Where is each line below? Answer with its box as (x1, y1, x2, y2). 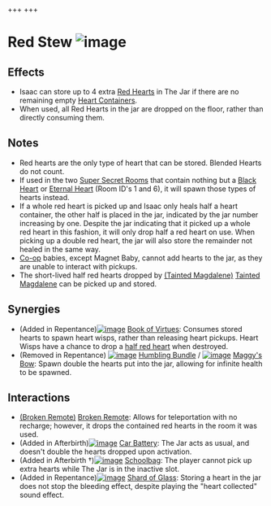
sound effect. (19, 490, 64, 500)
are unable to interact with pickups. (19, 261, 138, 271)
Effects (7, 65, 45, 79)
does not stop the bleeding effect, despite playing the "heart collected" (19, 482, 257, 491)
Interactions (7, 391, 71, 405)
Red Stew (7, 33, 73, 51)
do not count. (19, 166, 65, 176)
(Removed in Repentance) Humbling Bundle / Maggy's (19, 350, 263, 360)
